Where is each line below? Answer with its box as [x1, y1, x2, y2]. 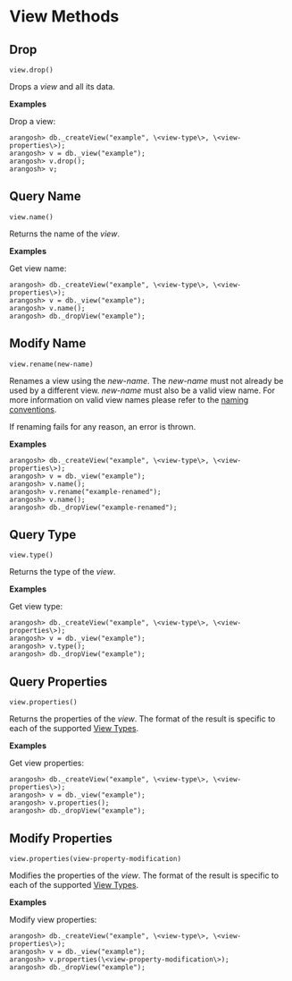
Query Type [9, 527, 77, 542]
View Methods [9, 6, 120, 27]
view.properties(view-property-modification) [9, 855, 181, 864]
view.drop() [9, 65, 54, 74]
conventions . [9, 404, 57, 414]
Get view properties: [9, 758, 85, 769]
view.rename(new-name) [9, 360, 94, 369]
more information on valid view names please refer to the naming [9, 394, 249, 405]
